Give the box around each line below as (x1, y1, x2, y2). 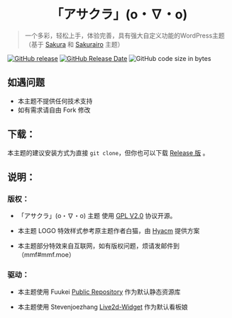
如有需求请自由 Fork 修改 (17, 106, 91, 114)
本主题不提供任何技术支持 (17, 96, 93, 105)
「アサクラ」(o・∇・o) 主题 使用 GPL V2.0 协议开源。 (17, 212, 177, 220)
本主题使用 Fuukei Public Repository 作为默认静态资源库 (17, 288, 181, 296)
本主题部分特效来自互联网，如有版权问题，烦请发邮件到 (17, 242, 179, 250)
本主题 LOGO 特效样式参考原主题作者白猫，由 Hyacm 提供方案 (17, 227, 200, 235)
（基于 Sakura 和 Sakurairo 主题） (24, 40, 124, 48)
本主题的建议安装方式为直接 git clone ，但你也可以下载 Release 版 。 (7, 148, 209, 157)
